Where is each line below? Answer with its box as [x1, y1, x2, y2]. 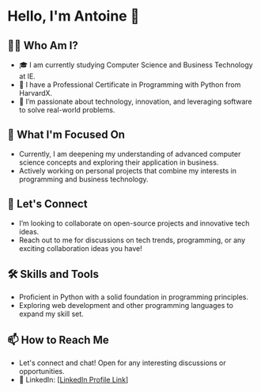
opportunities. [18, 367, 65, 376]
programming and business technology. [18, 174, 149, 184]
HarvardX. [18, 89, 53, 97]
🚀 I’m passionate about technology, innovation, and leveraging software [18, 97, 252, 106]
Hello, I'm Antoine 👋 [7, 7, 140, 25]
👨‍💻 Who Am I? [7, 39, 78, 52]
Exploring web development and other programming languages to [18, 301, 234, 310]
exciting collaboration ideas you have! [18, 243, 143, 253]
